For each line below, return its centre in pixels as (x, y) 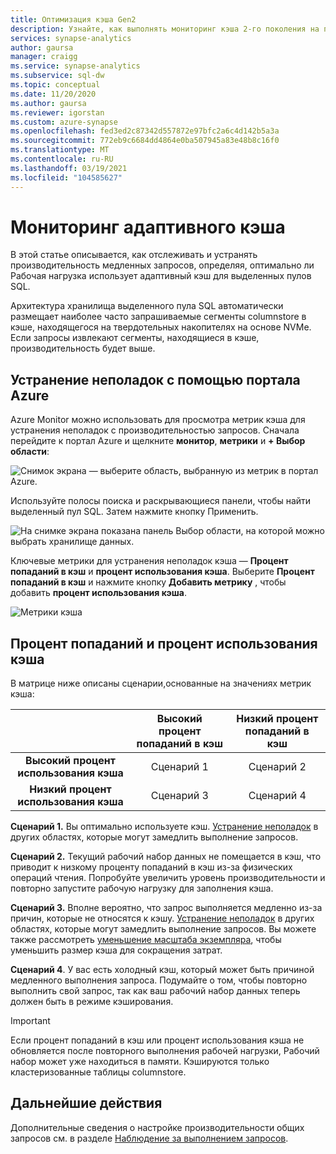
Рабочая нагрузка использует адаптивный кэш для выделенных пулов (161, 276)
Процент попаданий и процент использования (164, 643)
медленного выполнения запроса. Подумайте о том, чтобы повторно (159, 980)
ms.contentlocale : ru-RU (62, 159)
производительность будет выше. (83, 348)
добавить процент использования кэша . (99, 593)
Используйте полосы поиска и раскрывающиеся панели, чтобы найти (161, 501)
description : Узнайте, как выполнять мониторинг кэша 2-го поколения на (165, 29)
